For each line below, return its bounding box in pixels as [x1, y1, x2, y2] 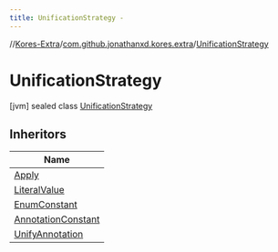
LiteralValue [14, 184, 66, 197]
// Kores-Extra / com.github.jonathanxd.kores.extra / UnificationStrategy [9, 38, 269, 49]
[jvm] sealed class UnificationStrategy [9, 100, 153, 111]
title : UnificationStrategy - [9, 13, 125, 23]
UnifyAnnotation [14, 228, 84, 241]
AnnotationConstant [14, 213, 100, 226]
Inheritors [9, 126, 67, 142]
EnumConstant [14, 198, 77, 211]
